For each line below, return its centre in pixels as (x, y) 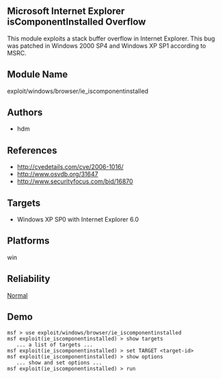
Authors (25, 113)
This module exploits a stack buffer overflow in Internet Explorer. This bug (111, 38)
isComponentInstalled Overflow (77, 22)
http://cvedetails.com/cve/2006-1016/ (70, 167)
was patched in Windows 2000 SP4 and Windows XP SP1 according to (107, 45)
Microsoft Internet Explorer (66, 11)
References (32, 150)
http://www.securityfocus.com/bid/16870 (75, 181)
